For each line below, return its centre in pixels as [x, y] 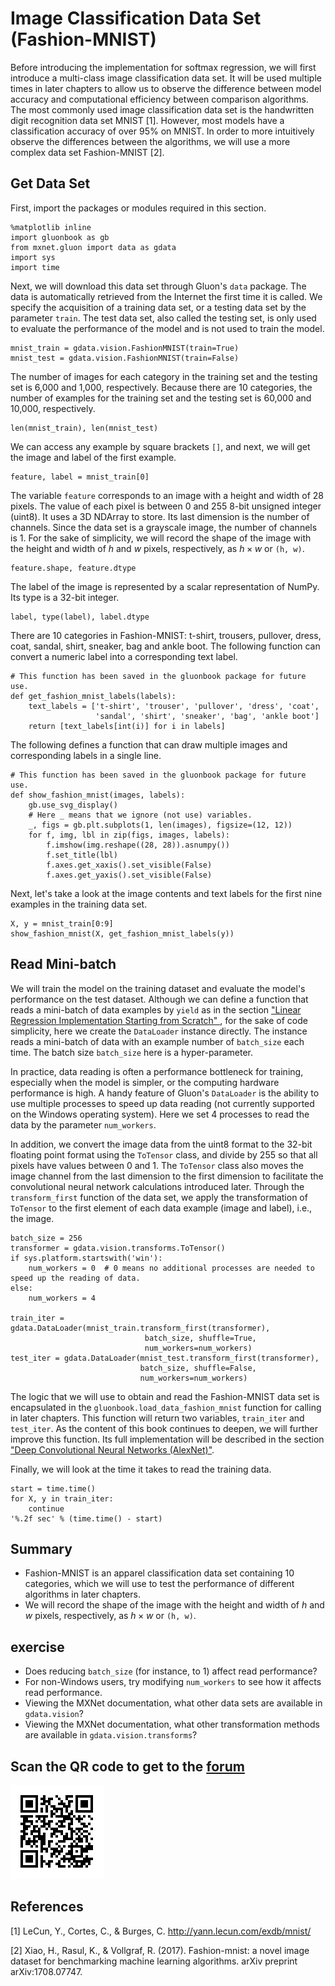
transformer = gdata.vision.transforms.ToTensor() [118, 1248]
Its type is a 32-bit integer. [65, 597]
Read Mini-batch [63, 964]
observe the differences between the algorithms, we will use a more [150, 141]
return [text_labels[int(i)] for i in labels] [127, 726]
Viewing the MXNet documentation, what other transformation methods [172, 1724]
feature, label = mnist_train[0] [80, 477]
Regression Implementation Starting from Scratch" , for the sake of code [159, 1020]
